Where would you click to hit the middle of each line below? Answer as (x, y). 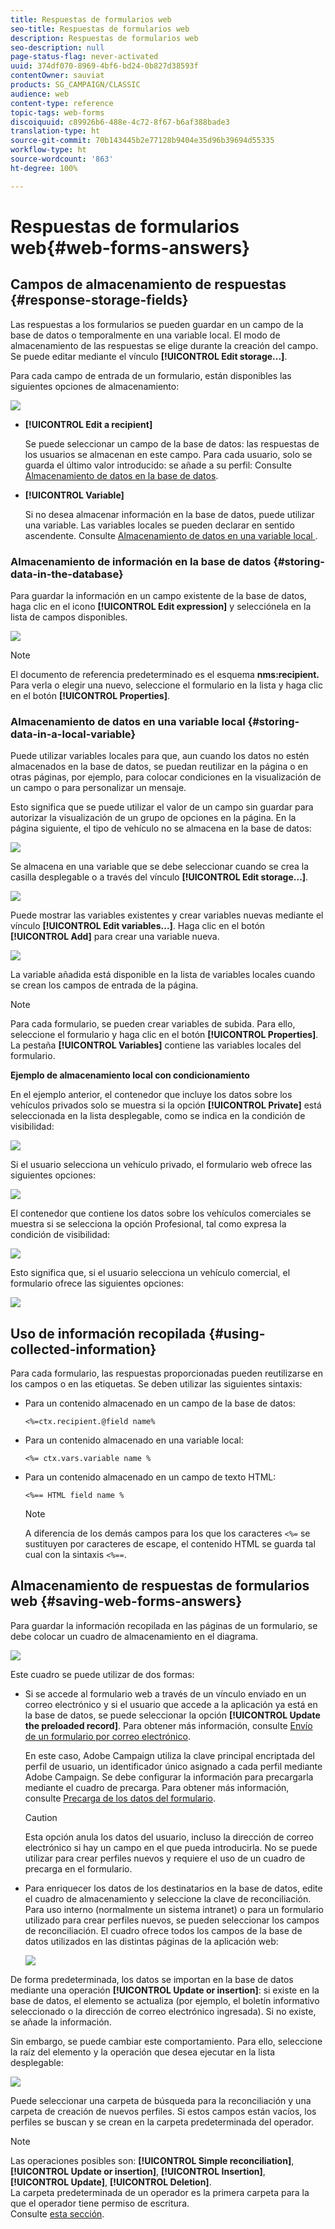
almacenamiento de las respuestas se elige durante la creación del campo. (164, 345)
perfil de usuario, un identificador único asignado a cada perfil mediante (173, 1766)
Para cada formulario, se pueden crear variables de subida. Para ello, (153, 1024)
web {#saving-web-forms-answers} (126, 1601)
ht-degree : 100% (44, 168)
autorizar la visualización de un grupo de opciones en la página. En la (153, 818)
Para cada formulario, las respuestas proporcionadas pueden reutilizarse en (166, 1373)
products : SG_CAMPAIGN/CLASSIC (75, 85)
